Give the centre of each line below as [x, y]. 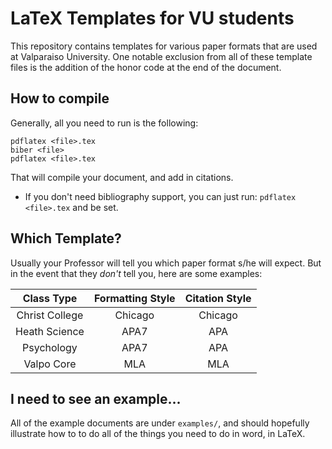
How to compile [60, 98]
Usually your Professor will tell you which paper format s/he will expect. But [166, 263]
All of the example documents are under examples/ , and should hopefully [160, 423]
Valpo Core [50, 364]
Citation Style [218, 298]
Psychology [50, 347]
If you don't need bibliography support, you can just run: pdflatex [160, 196]
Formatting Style [134, 298]
